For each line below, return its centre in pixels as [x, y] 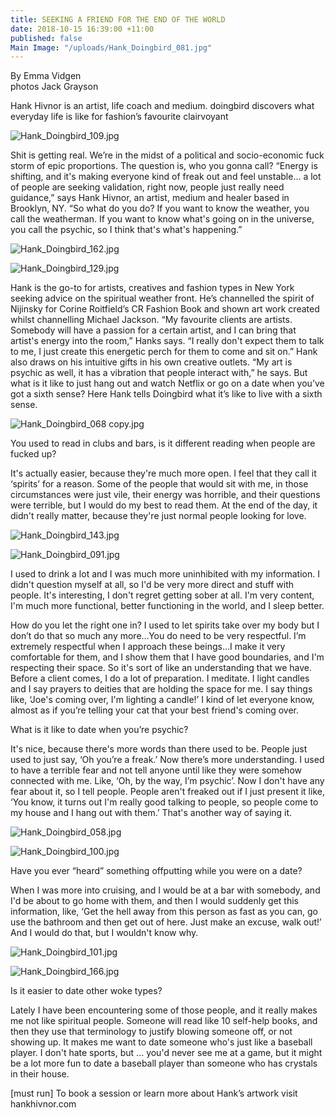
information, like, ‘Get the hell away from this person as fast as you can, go [164, 912]
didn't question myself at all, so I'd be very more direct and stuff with [152, 585]
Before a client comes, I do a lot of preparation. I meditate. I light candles [160, 678]
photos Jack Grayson [54, 87]
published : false [46, 38]
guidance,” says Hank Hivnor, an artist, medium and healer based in [150, 198]
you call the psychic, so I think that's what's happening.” [126, 230]
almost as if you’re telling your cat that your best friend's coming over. [155, 710]
